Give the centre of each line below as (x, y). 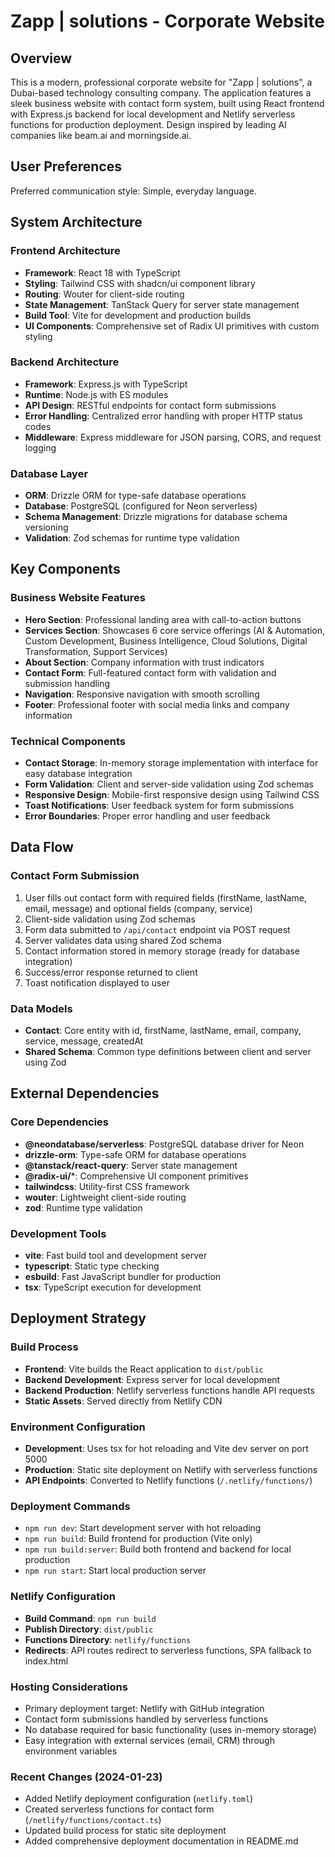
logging (40, 447)
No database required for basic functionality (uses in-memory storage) (170, 1729)
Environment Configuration (78, 1427)
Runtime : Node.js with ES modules (96, 394)
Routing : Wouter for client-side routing (104, 294)
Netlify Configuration (63, 1597)
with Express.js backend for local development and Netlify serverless (153, 114)
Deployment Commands (70, 1506)
